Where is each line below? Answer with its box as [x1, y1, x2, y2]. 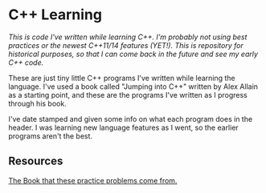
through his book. [8, 99, 67, 108]
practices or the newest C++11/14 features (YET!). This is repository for [8, 40, 243, 50]
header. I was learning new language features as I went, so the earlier [8, 123, 239, 132]
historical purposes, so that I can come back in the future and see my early [8, 49, 259, 58]
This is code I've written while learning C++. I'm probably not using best [8, 32, 248, 42]
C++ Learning [8, 6, 103, 24]
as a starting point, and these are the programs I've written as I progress [8, 90, 248, 99]
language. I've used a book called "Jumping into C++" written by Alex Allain [8, 82, 259, 91]
